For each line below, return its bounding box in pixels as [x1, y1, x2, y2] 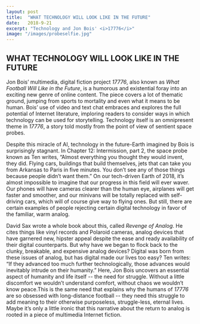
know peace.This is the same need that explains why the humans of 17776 [6, 285, 189, 293]
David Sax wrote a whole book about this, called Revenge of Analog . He [6, 222, 183, 229]
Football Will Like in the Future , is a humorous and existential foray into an [6, 84, 187, 91]
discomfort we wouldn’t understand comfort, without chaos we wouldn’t [6, 279, 184, 286]
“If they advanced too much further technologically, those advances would [6, 260, 190, 267]
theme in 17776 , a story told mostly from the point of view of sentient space [6, 123, 192, 130]
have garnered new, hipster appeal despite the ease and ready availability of [6, 234, 194, 242]
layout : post [6, 8, 39, 15]
